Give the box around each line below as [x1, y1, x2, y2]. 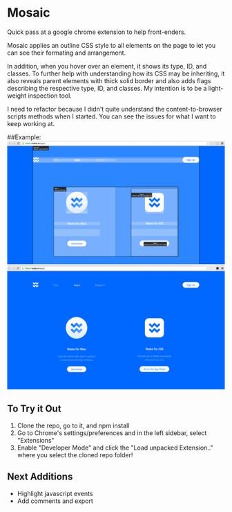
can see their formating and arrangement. [7, 48, 126, 57]
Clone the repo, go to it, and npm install [17, 421, 130, 430]
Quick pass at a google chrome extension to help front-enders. [7, 28, 186, 36]
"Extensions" [17, 436, 55, 444]
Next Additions [7, 471, 73, 483]
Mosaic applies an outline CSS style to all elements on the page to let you [7, 41, 216, 49]
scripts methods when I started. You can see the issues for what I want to [7, 112, 216, 121]
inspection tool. [28, 91, 72, 100]
